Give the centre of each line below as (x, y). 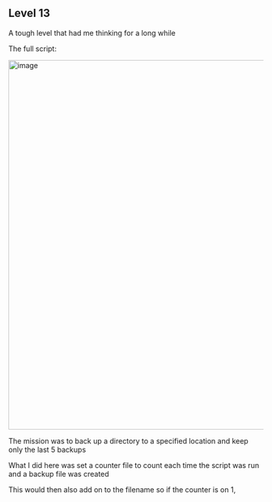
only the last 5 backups (47, 449)
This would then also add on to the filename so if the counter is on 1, (122, 489)
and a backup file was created (59, 474)
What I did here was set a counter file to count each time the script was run (134, 465)
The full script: (32, 49)
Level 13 (30, 13)
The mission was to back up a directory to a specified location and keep (128, 440)
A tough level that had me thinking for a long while (92, 32)
